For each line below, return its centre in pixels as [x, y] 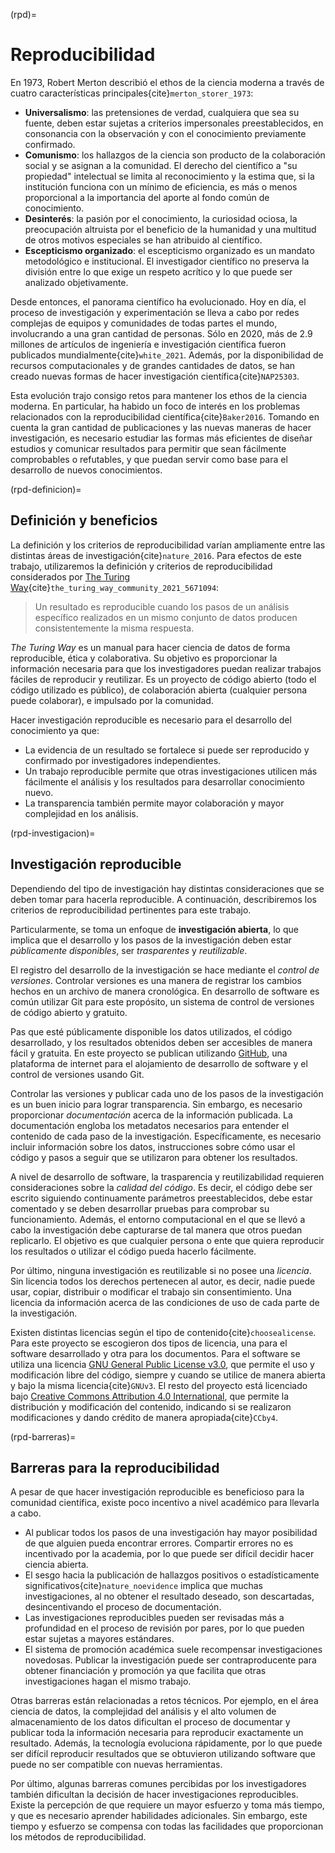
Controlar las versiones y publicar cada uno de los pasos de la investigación [167, 1093]
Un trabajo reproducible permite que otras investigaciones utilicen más [171, 771]
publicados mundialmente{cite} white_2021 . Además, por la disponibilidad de [167, 355]
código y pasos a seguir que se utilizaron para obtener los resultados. [154, 1157]
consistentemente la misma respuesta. [114, 628]
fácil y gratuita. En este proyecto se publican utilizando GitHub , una [149, 1053]
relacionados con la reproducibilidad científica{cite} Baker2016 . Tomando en [165, 416]
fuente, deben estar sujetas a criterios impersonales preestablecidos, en [174, 123]
